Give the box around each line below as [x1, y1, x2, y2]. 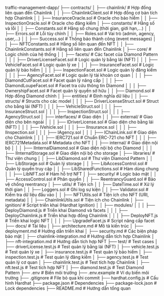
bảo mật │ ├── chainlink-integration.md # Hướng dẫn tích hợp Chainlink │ [5, 233, 155, 239]
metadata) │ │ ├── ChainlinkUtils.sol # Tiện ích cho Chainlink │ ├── [5, 197, 144, 203]
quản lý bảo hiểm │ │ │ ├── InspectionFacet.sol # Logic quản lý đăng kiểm [5, 67, 157, 73]
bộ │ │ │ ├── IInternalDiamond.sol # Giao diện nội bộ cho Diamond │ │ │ [5, 145, 153, 151]
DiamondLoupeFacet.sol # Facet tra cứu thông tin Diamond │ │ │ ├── [5, 83, 146, 88]
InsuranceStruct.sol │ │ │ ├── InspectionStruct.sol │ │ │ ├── [5, 109, 130, 114]
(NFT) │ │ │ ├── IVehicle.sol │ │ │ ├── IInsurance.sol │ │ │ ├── [5, 124, 137, 130]
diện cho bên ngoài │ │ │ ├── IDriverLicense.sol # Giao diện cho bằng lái [5, 119, 154, 125]
